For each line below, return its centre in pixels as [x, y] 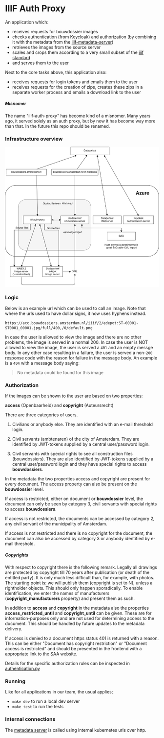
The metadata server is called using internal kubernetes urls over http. [76, 730]
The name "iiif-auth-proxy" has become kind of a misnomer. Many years [78, 116]
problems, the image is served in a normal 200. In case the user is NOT [76, 342]
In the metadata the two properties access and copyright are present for [78, 479]
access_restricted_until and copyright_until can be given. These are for [79, 613]
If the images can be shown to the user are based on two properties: [74, 396]
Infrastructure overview [34, 139]
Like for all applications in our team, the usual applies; [59, 692]
